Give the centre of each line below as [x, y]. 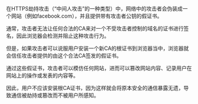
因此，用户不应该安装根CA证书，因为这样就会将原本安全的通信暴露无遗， [95, 88]
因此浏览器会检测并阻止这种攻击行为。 [63, 36]
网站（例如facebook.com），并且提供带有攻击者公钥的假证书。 [87, 16]
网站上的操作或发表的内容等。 [42, 76]
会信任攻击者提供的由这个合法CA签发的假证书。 [64, 56]
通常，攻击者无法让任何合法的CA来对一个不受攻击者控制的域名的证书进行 [95, 28]
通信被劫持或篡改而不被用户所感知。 [55, 95]
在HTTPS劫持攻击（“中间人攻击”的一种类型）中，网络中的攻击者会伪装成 [94, 9]
